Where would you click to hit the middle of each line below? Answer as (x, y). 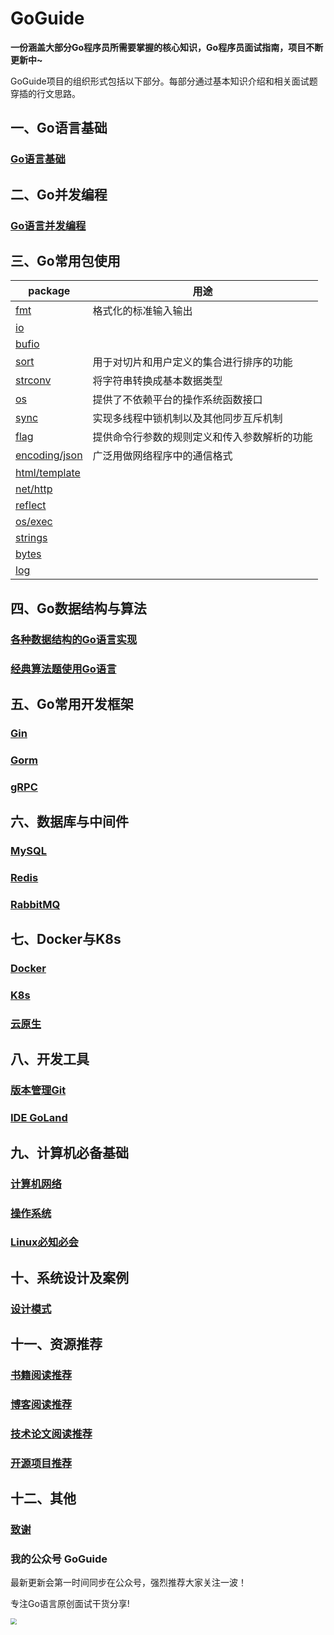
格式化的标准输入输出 (142, 311)
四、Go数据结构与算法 (78, 608)
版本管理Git (38, 1090)
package (49, 291)
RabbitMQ (35, 904)
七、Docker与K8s (66, 939)
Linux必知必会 (44, 1242)
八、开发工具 (50, 1059)
